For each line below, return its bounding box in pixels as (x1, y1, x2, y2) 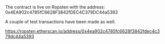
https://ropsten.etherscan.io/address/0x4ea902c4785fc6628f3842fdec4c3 (5, 28, 160, 34)
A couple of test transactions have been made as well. (5, 19, 116, 24)
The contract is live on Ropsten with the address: (5, 4, 105, 10)
